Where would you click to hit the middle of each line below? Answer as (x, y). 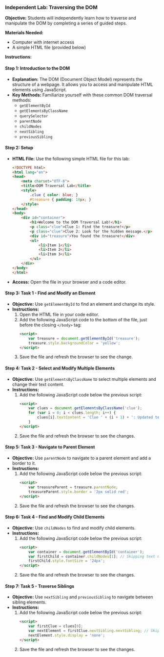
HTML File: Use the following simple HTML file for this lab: (71, 158)
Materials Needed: (24, 33)
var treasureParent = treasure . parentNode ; (73, 487)
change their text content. (38, 384)
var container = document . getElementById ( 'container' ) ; (86, 552)
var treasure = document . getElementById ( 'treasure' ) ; (84, 338)
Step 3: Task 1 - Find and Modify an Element (50, 293)
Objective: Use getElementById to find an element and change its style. (83, 304)
